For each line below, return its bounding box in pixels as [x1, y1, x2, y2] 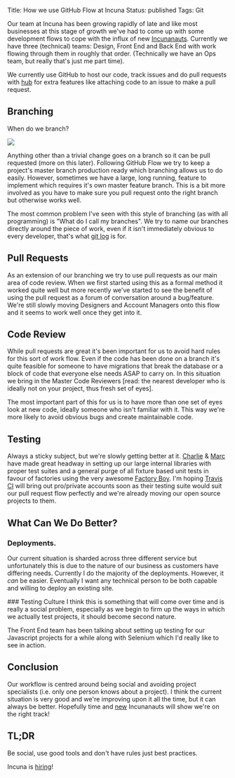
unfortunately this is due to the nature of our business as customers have [7, 561, 219, 569]
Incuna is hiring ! [7, 762, 54, 771]
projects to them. [7, 496, 57, 505]
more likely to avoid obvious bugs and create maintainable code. [7, 413, 194, 421]
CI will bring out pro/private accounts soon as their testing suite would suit [7, 482, 222, 490]
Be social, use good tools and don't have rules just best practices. [7, 749, 198, 757]
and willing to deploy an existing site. [7, 583, 114, 592]
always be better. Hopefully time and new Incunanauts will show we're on [7, 702, 220, 711]
